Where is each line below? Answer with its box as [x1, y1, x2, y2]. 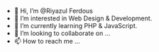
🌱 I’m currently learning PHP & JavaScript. [13, 22, 138, 30]
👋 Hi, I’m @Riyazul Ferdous [13, 7, 94, 15]
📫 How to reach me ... [13, 37, 80, 45]
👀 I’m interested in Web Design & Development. [13, 14, 153, 22]
